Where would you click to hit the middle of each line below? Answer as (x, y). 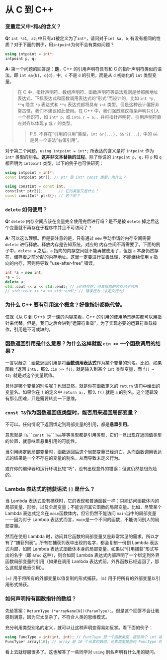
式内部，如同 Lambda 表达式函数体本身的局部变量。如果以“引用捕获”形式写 (82, 549)
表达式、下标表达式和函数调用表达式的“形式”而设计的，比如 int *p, (86, 98)
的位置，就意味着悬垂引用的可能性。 (42, 441)
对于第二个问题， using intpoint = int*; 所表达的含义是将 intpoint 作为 (80, 151)
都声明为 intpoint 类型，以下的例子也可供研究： (55, 163)
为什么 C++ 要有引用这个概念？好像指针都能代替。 (65, 305)
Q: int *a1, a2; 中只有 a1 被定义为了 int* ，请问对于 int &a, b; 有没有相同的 (81, 38)
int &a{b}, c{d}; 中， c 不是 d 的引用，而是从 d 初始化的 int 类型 (86, 75)
